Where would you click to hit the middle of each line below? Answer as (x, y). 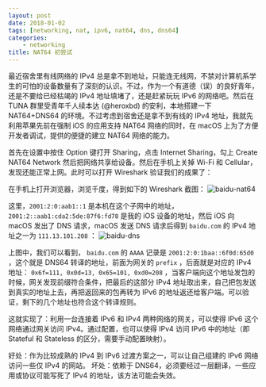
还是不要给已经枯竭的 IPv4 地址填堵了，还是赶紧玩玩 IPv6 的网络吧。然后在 (131, 96)
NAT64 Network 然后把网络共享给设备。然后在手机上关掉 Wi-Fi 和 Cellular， (133, 162)
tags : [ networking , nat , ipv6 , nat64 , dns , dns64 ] (94, 30)
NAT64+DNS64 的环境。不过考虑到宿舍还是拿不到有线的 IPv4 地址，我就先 (131, 115)
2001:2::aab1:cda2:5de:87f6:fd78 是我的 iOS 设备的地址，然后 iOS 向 (121, 216)
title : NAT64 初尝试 (40, 52)
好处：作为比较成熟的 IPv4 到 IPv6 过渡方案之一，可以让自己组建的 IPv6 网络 (133, 355)
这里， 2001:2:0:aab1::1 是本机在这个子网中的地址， (93, 206)
